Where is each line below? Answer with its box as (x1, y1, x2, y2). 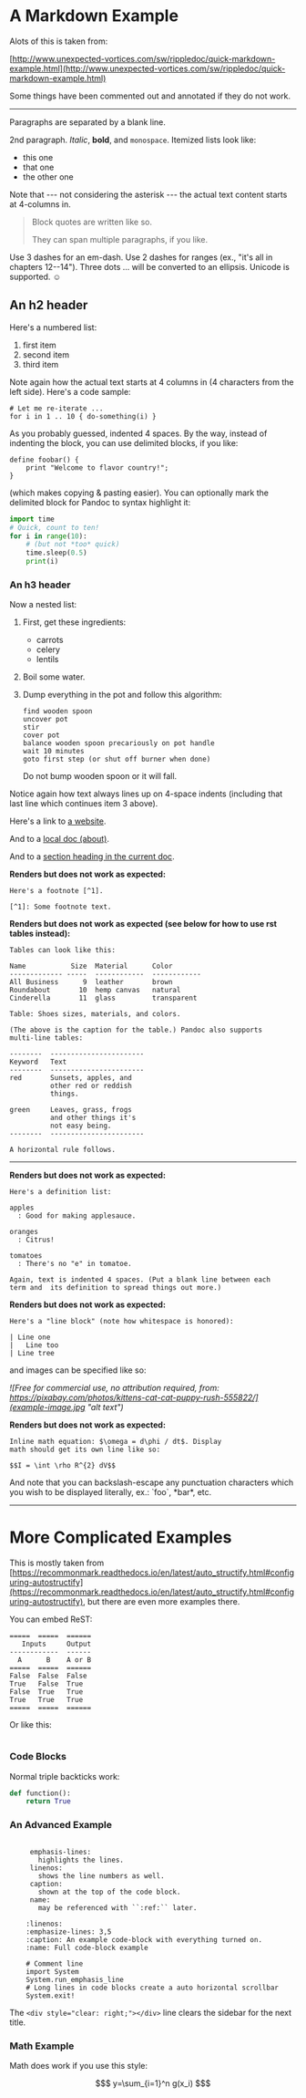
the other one (22, 171, 75, 182)
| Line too (9, 1341, 59, 1350)
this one (22, 151, 54, 162)
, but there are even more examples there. (83, 1596, 240, 1607)
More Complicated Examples (9, 1527, 232, 1548)
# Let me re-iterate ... (9, 403, 104, 413)
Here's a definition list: (9, 1188, 112, 1197)
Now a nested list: (9, 599, 77, 610)
